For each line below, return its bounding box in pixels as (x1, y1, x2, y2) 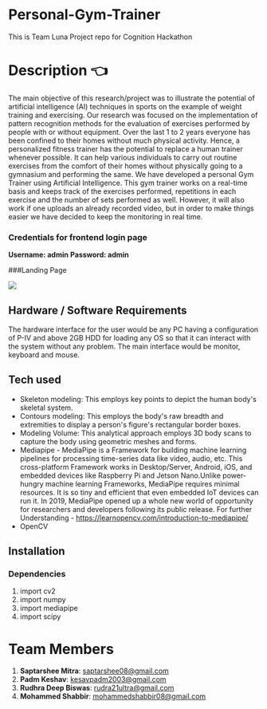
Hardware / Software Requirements (8, 303, 187, 317)
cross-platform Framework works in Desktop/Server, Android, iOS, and (19, 462, 253, 471)
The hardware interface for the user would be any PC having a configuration (8, 325, 259, 334)
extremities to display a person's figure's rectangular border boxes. (19, 419, 241, 429)
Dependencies (8, 569, 66, 580)
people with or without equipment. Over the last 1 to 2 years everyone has (8, 127, 251, 136)
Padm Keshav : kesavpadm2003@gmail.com (19, 675, 167, 684)
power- (222, 471, 247, 480)
